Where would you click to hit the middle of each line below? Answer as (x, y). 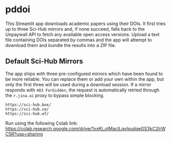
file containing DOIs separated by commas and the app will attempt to (79, 40)
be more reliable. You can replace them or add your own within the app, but (85, 79)
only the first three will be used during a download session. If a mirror (78, 84)
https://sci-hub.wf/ (27, 113)
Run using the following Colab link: (42, 123)
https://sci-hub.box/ (28, 105)
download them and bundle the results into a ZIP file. (61, 45)
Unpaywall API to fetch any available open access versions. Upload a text (82, 34)
